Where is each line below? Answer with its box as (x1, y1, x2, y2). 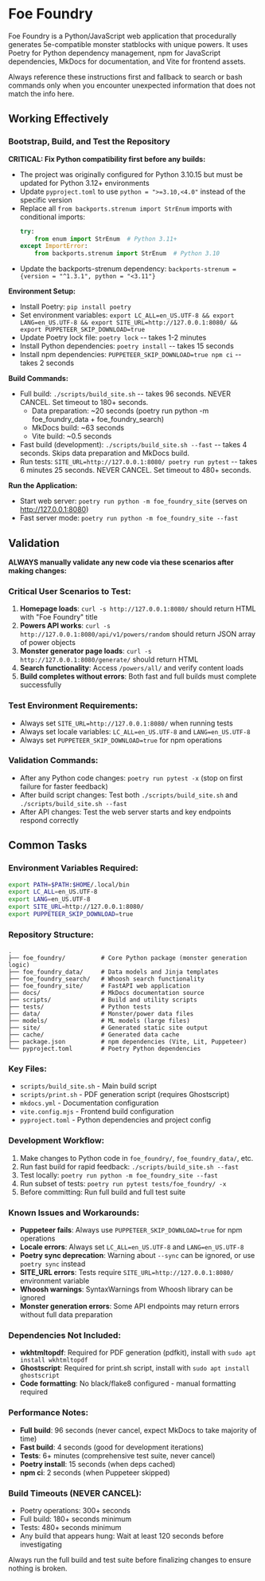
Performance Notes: (8, 1407, 89, 1418)
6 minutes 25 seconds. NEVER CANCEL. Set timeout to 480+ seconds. (19, 466, 252, 475)
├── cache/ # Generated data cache (8, 1031, 180, 1039)
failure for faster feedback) (19, 781, 109, 791)
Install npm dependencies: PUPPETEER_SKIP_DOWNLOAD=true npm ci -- (19, 350, 242, 360)
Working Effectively (8, 112, 109, 126)
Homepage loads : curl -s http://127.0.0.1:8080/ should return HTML (19, 604, 256, 614)
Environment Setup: (8, 286, 76, 296)
